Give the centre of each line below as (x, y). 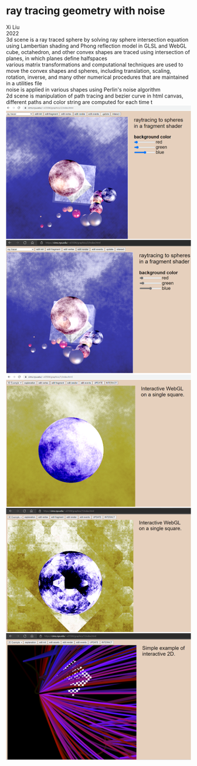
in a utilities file (24, 83)
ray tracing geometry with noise (86, 11)
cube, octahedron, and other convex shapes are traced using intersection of (98, 52)
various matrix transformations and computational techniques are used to (95, 64)
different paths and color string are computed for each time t (79, 102)
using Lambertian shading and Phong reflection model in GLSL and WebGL (96, 46)
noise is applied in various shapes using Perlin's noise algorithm (84, 89)
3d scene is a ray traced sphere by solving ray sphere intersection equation (97, 39)
